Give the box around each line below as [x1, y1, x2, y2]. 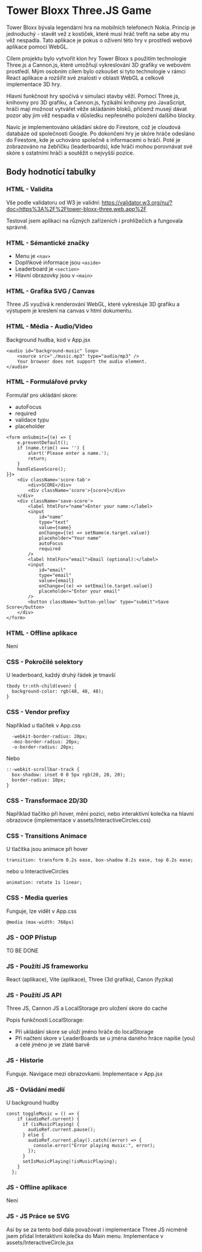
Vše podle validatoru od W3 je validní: [6, 198, 101, 206]
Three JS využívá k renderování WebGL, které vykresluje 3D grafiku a [6, 301, 180, 308]
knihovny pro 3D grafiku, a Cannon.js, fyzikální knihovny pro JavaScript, [6, 98, 186, 106]
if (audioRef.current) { [17, 1116, 80, 1122]
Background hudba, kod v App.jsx [6, 336, 91, 343]
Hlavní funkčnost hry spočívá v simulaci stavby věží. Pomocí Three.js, [6, 92, 180, 99]
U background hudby [6, 1099, 59, 1106]
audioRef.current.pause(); [28, 1126, 96, 1133]
